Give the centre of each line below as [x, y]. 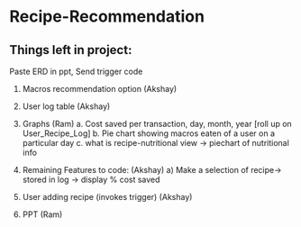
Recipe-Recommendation [107, 17]
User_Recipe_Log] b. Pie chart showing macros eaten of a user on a [149, 133]
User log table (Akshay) [66, 106]
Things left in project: [71, 50]
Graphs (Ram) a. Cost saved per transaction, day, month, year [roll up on [157, 124]
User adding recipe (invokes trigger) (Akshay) [107, 197]
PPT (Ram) [42, 214]
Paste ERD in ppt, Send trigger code [76, 71]
